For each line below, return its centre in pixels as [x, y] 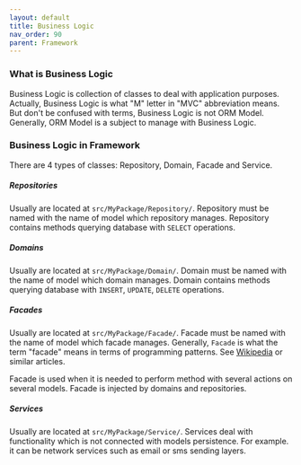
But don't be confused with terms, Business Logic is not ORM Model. [137, 112]
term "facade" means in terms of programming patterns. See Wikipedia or [146, 352]
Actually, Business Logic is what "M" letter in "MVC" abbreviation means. [145, 103]
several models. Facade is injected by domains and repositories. [128, 388]
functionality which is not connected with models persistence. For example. [149, 441]
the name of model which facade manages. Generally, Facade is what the [144, 342]
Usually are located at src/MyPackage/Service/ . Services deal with [131, 431]
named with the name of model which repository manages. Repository [139, 217]
